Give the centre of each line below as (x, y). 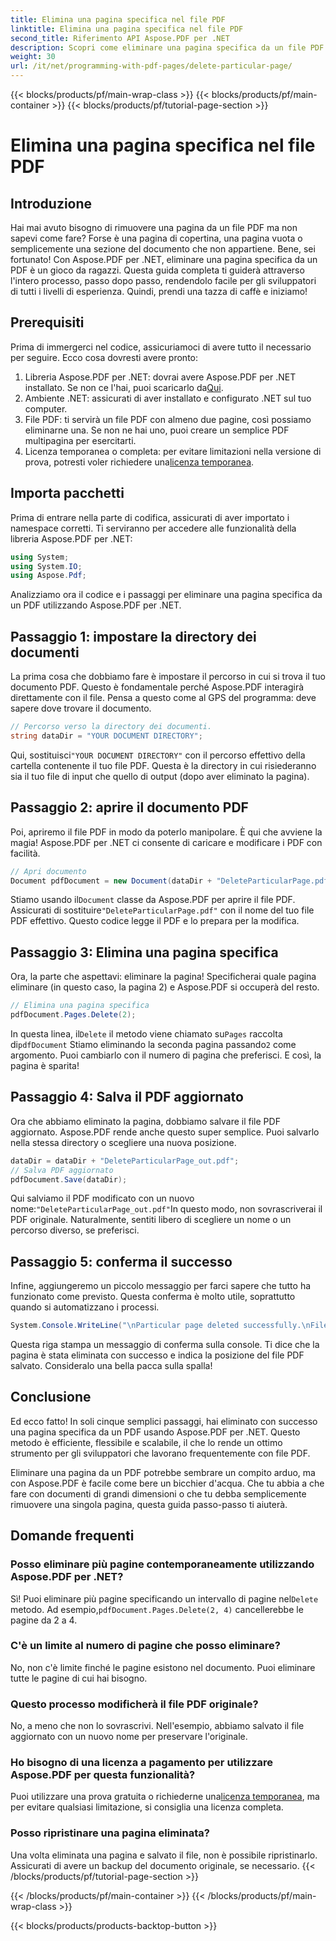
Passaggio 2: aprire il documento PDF (129, 807)
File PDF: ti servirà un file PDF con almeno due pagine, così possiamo (168, 419)
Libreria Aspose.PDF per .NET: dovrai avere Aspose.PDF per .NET (160, 377)
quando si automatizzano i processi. (85, 1307)
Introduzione (51, 203)
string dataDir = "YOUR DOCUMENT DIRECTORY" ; (106, 736)
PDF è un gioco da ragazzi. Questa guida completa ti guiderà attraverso (157, 270)
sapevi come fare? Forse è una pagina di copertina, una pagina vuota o (156, 238)
